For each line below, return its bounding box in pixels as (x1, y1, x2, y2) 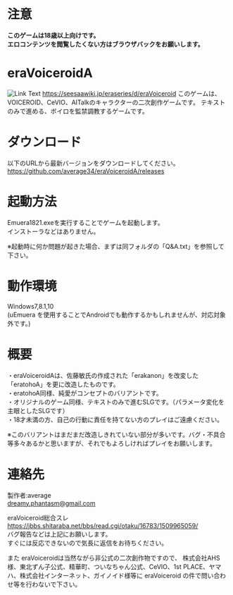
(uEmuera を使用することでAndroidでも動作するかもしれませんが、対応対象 (7, 310, 227, 319)
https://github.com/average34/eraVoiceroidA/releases (7, 166, 165, 175)
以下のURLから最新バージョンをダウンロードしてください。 (7, 159, 180, 167)
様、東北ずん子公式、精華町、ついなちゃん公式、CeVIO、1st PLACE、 (7, 562, 210, 571)
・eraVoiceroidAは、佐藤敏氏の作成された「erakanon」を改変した (7, 371, 199, 379)
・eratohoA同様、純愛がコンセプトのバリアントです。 (7, 388, 163, 397)
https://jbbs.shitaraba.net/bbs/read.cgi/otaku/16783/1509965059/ (7, 521, 199, 529)
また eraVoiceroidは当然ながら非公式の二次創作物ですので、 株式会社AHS (7, 553, 220, 562)
